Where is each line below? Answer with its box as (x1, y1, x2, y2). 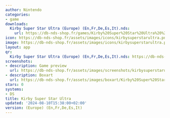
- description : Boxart (5, 73, 53, 78)
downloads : (5, 21, 28, 27)
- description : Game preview (5, 63, 67, 68)
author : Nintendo (5, 7, 42, 13)
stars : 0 (5, 82, 24, 87)
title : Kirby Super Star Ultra (5, 96, 71, 101)
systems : (5, 86, 24, 92)
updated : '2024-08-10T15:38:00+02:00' (5, 101, 87, 106)
